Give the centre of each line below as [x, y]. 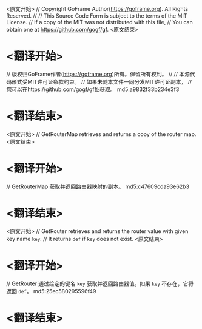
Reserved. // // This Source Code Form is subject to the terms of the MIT [97, 16]
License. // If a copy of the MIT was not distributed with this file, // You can [99, 22]
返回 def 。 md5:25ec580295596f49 [51, 291]
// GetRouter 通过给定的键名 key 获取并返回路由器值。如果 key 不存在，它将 [100, 283]
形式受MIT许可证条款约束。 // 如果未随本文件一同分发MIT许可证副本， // [102, 81]
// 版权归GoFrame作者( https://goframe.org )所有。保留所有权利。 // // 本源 [98, 74]
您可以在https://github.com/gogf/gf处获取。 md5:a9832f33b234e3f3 [93, 89]
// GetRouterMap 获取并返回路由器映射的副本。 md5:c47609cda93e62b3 [98, 186]
